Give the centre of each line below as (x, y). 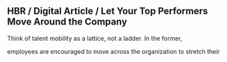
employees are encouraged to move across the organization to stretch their (114, 51)
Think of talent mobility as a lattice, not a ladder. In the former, (95, 38)
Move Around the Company (67, 22)
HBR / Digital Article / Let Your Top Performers (108, 11)
